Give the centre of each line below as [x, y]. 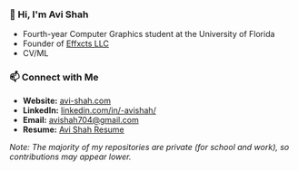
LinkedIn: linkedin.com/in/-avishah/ [89, 110]
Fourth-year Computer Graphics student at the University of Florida [149, 34]
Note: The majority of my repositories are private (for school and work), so [149, 147]
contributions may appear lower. [70, 157]
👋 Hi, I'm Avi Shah [49, 14]
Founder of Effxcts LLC [65, 43]
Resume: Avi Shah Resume [73, 129]
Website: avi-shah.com [67, 100]
